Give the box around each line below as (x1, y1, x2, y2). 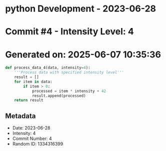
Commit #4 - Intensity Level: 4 (5, 26, 134, 37)
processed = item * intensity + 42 (31, 88, 106, 93)
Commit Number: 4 (12, 135, 52, 141)
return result (14, 98, 43, 103)
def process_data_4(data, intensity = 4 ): (5, 65, 91, 70)
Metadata (5, 111, 36, 120)
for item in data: (14, 79, 52, 84)
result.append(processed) (31, 93, 86, 98)
